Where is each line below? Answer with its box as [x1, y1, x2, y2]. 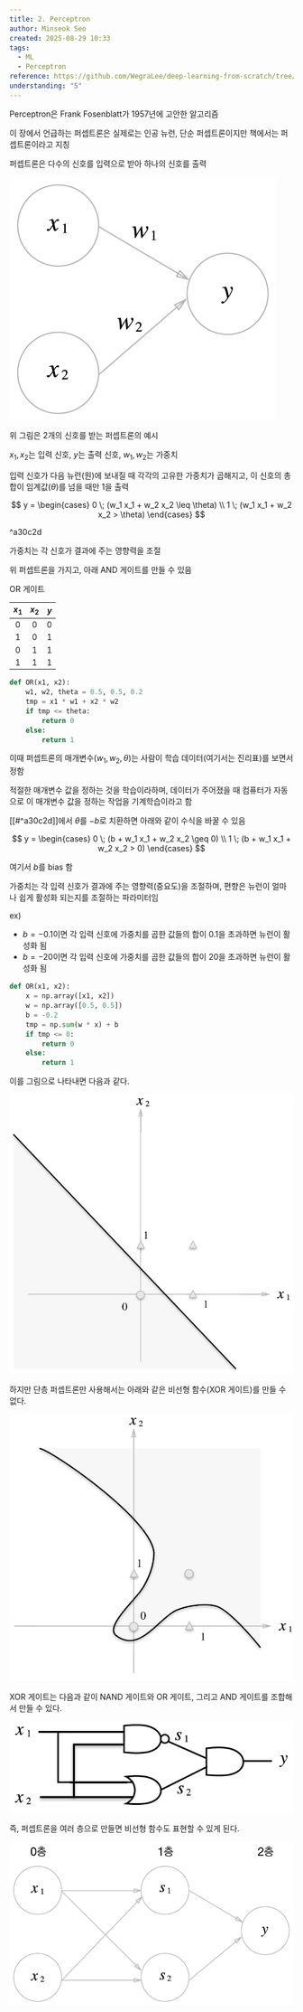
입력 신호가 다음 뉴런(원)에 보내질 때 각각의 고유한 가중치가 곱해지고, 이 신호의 [9, 470, 282, 481]
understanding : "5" [9, 81, 83, 90]
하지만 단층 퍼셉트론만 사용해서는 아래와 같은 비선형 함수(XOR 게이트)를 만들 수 [9, 1384, 287, 1395]
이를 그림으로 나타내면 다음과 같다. [9, 1076, 130, 1086]
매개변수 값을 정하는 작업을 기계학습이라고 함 [35, 796, 192, 807]
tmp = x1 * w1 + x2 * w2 [25, 697, 119, 707]
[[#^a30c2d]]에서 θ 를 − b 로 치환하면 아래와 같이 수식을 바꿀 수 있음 [9, 815, 246, 826]
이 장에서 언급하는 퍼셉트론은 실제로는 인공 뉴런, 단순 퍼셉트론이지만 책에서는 [9, 127, 280, 138]
